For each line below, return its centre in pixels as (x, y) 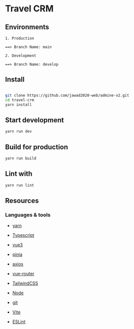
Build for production (37, 147)
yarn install (19, 105)
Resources (22, 201)
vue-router (23, 274)
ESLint (19, 322)
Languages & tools (28, 215)
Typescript (23, 235)
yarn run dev (19, 132)
